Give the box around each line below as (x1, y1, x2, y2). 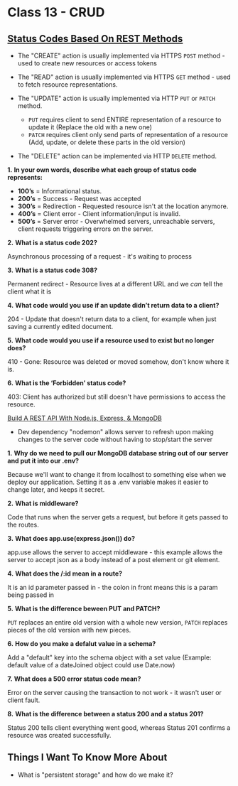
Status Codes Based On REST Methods (7, 33, 183, 45)
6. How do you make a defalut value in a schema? (7, 640, 156, 647)
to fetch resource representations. (17, 80, 118, 89)
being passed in (7, 591, 55, 599)
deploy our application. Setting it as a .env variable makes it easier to (7, 478, 209, 486)
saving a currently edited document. (7, 323, 114, 330)
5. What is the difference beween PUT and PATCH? (7, 605, 161, 613)
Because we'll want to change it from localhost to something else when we (7, 470, 227, 478)
